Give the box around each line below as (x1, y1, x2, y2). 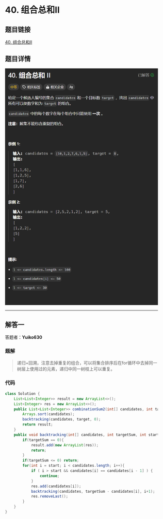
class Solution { (5, 391, 40, 396)
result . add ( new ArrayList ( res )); (31, 442, 98, 447)
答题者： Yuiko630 (5, 334, 43, 340)
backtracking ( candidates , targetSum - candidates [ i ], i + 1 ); (31, 489, 155, 494)
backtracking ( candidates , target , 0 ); (22, 417, 101, 422)
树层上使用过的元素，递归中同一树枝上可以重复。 (16, 366, 115, 372)
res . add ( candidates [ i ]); (31, 483, 81, 489)
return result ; (22, 422, 53, 427)
